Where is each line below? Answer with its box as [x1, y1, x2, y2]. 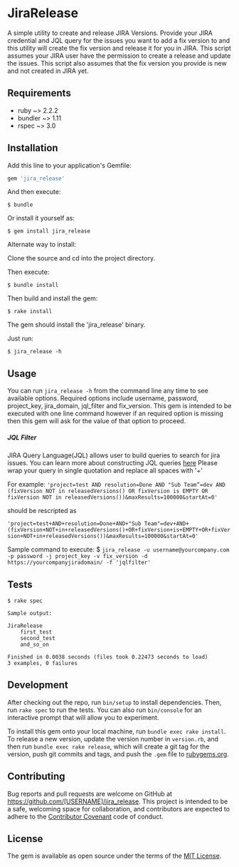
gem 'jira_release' [7, 175, 65, 182]
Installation [7, 142, 58, 154]
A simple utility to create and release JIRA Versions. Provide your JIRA [7, 29, 213, 37]
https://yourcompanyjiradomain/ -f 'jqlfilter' [7, 559, 152, 567]
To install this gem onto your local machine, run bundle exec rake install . [7, 726, 226, 736]
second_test [20, 635, 55, 642]
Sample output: [7, 610, 53, 617]
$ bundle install [7, 282, 59, 289]
